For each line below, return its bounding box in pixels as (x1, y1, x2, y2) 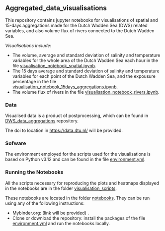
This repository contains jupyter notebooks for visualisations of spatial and (5, 17, 158, 23)
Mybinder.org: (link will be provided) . (12, 210, 89, 216)
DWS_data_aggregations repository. (5, 118, 79, 124)
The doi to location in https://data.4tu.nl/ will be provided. (5, 127, 123, 133)
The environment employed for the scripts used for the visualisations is (5, 151, 151, 157)
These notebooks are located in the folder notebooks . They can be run (5, 195, 150, 201)
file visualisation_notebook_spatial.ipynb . (12, 62, 96, 68)
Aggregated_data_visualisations (5, 4, 107, 12)
